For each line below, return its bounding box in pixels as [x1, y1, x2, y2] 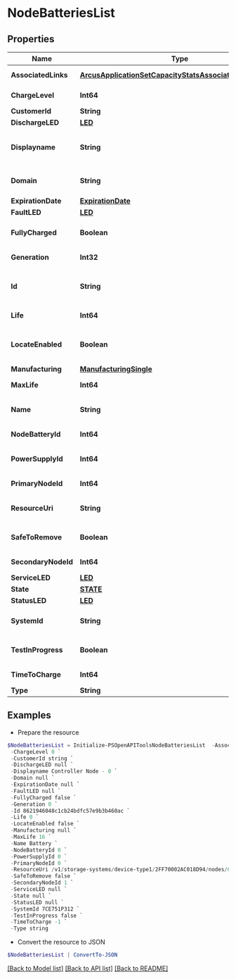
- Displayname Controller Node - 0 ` [10, 768, 118, 775]
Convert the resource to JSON [17, 938, 105, 947]
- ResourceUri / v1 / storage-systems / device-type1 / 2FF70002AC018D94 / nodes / [10, 866, 228, 873]
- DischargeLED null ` [10, 761, 74, 768]
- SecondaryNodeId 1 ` [10, 879, 74, 887]
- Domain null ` [10, 775, 55, 782]
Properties [7, 33, 55, 45]
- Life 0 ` [10, 813, 39, 821]
